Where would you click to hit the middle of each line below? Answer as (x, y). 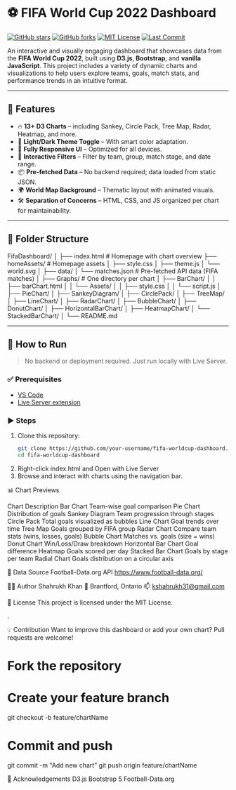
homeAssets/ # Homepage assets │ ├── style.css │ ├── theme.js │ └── (113, 263)
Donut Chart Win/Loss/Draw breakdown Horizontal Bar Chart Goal (103, 544)
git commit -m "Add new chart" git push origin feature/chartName (102, 765)
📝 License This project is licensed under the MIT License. (90, 602)
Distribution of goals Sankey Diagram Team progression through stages (111, 513)
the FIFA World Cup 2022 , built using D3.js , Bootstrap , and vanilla (104, 58)
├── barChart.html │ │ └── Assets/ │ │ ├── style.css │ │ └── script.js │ (114, 286)
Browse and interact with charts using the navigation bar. (100, 476)
